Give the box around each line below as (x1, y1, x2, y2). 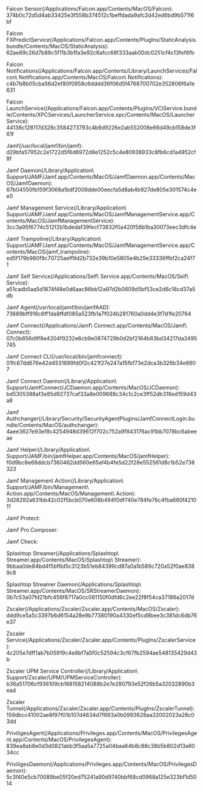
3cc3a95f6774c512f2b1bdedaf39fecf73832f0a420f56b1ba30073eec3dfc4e (6, 223, 197, 231)
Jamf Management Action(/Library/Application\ (6, 477, 124, 484)
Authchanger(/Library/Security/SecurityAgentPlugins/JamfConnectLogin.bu (6, 415, 195, 422)
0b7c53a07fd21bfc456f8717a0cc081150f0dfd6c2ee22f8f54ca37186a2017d (6, 593, 195, 601)
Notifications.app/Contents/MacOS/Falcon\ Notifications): (18, 74, 164, 81)
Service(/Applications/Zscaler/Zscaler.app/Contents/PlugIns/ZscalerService (6, 636, 196, 644)
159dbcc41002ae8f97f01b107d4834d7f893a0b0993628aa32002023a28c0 (6, 711, 195, 718)
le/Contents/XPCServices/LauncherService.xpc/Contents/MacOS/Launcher (6, 111, 195, 118)
